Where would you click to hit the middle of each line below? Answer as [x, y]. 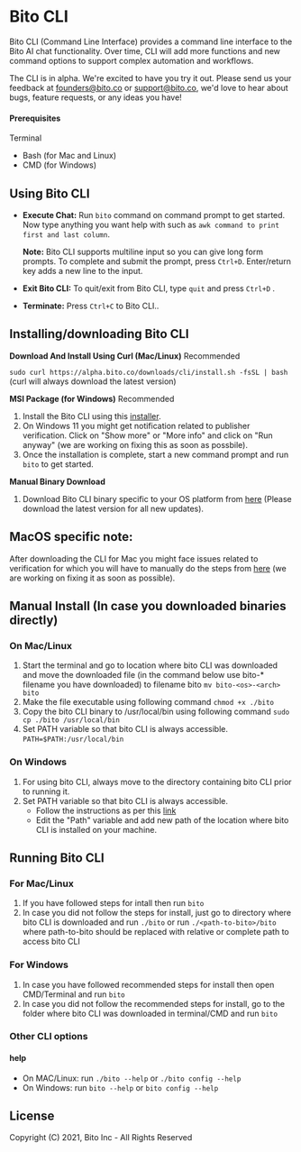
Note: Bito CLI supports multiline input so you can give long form [143, 251]
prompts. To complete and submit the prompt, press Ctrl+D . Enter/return [156, 261]
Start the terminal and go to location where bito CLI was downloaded [150, 665]
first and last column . [66, 234]
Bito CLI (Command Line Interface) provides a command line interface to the [151, 41]
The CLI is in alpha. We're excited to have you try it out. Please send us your [150, 78]
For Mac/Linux [41, 883]
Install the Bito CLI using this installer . [91, 416]
